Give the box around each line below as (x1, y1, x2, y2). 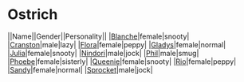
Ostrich (7, 6, 58, 24)
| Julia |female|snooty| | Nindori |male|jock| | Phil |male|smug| (7, 48, 199, 58)
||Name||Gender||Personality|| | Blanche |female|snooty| (7, 32, 190, 41)
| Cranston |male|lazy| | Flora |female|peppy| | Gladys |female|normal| (7, 39, 226, 49)
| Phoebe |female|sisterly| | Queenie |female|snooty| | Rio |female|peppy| (7, 57, 237, 66)
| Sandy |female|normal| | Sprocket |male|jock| (7, 65, 153, 74)
